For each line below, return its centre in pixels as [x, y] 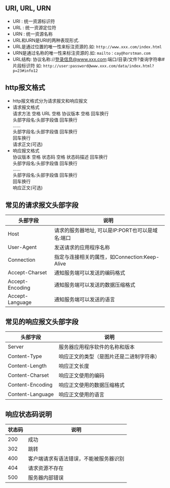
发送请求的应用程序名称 [82, 248]
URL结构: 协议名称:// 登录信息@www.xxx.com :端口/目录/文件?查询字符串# [89, 59]
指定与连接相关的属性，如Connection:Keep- [107, 257]
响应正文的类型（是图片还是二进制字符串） [110, 357]
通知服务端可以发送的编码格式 [90, 273]
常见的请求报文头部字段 [42, 205]
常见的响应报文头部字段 [42, 322]
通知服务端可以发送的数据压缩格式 [95, 285]
